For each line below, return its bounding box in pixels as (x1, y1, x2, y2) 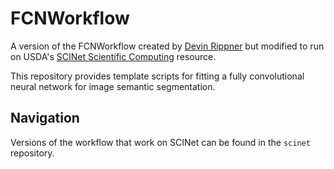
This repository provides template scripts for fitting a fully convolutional (10, 70, 305, 82)
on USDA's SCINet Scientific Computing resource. (10, 50, 217, 62)
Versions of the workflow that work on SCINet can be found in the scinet (10, 136, 311, 148)
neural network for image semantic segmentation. (10, 80, 216, 92)
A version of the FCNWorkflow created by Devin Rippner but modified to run (10, 40, 325, 52)
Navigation (10, 110, 80, 127)
